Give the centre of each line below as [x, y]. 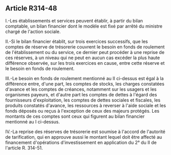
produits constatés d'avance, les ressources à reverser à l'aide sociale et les [86, 105]
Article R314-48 [31, 8]
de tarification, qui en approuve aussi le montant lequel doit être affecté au [84, 137]
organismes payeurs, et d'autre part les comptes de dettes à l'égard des [81, 94]
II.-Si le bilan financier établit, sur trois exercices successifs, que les [77, 41]
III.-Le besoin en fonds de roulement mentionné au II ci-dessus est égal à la [84, 78]
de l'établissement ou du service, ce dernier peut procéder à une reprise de [85, 52]
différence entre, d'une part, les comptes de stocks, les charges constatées [85, 84]
